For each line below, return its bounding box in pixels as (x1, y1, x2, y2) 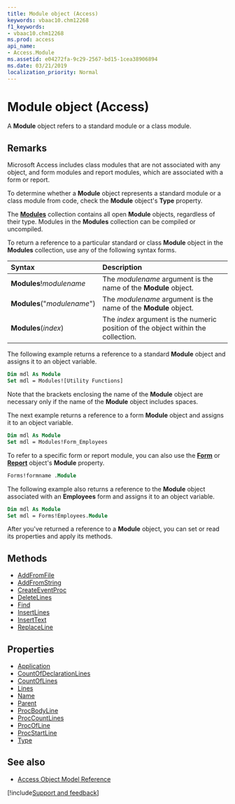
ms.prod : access (7, 36, 55, 43)
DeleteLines (17, 594, 52, 602)
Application (17, 662, 51, 670)
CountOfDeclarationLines (17, 669, 91, 677)
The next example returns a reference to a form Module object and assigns (7, 411, 224, 419)
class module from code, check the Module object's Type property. (7, 196, 203, 205)
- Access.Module (7, 50, 55, 57)
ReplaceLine (17, 623, 54, 631)
